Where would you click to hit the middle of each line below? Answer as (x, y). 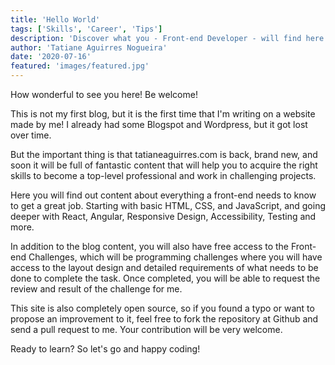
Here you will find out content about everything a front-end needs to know (163, 195)
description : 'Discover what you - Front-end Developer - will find (156, 38)
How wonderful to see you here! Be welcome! (104, 94)
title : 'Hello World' (55, 19)
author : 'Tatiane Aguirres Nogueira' (89, 47)
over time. (31, 135)
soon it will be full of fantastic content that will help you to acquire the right (164, 165)
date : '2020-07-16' (51, 57)
